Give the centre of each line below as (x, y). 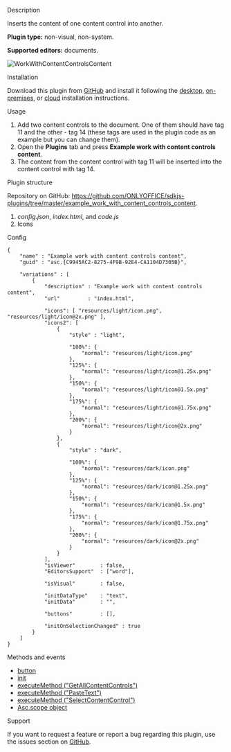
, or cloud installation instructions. (82, 98)
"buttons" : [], (80, 614)
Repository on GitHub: (39, 196)
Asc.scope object (42, 707)
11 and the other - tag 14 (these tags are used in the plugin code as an (117, 132)
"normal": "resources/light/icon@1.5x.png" (145, 390)
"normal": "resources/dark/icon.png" (136, 469)
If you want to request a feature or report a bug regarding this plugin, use (111, 734)
